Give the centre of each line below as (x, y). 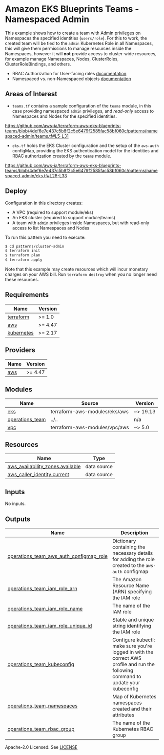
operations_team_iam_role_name (45, 608)
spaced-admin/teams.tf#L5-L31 (37, 136)
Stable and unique (133, 620)
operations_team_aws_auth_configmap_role (58, 556)
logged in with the (133, 652)
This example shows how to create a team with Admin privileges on (73, 33)
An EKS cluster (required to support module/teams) (64, 217)
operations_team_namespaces (43, 706)
